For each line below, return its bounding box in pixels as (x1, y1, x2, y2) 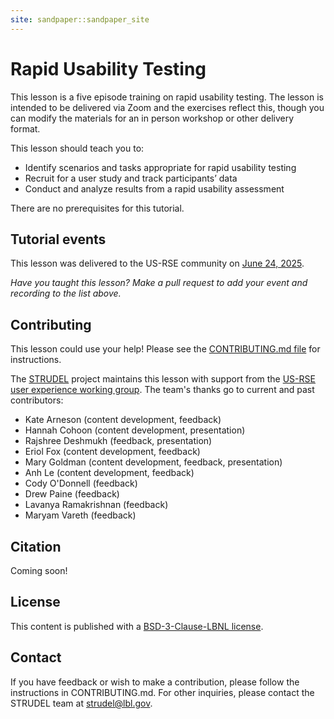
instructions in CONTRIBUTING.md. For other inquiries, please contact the (10, 686, 315, 698)
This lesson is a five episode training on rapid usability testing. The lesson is (10, 91, 324, 103)
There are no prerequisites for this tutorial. (10, 202, 185, 214)
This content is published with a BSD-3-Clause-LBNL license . (10, 620, 264, 632)
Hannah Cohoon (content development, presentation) (24, 424, 246, 436)
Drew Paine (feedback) (24, 488, 120, 500)
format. (10, 122, 41, 135)
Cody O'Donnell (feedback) (24, 477, 138, 490)
